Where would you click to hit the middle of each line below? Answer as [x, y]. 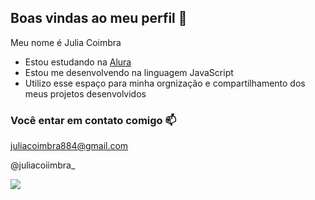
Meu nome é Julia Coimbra [66, 42]
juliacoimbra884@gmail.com [69, 146]
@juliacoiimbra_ [43, 165]
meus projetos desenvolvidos [85, 93]
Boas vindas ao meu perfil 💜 [99, 18]
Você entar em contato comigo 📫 [93, 120]
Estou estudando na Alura [78, 62]
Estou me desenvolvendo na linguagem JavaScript [129, 72]
